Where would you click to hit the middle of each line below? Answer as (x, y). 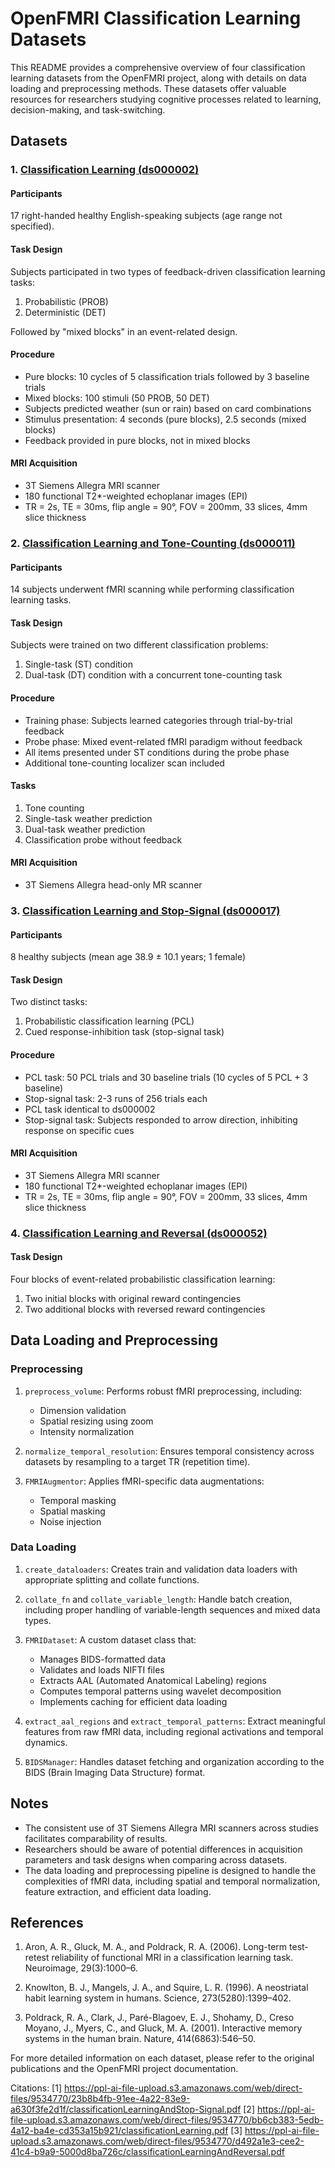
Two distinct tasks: (49, 1002)
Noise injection (70, 1521)
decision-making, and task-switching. (88, 109)
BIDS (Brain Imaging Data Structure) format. (115, 1772)
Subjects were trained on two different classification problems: (139, 645)
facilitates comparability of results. (96, 1838)
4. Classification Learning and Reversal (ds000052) (139, 1233)
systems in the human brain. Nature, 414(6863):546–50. (140, 2039)
